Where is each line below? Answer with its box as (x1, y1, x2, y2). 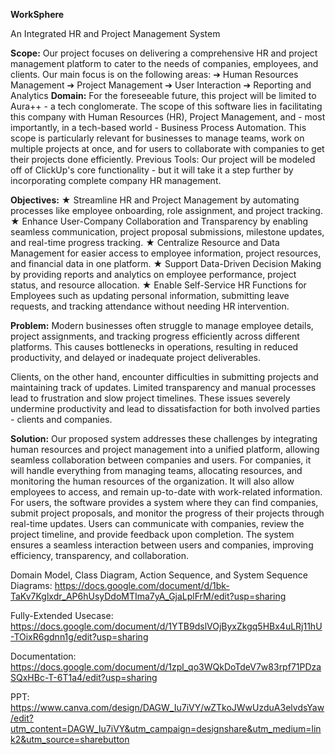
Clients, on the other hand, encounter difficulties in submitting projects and (10, 371, 319, 383)
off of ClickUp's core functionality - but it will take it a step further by (10, 164, 294, 176)
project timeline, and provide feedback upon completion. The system (10, 529, 295, 540)
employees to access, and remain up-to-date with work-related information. (10, 486, 323, 498)
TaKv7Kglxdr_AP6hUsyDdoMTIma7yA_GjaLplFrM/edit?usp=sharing (10, 590, 287, 602)
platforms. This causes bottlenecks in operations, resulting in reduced (10, 341, 299, 353)
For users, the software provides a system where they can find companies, (10, 497, 319, 508)
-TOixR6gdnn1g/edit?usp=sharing (10, 631, 149, 643)
